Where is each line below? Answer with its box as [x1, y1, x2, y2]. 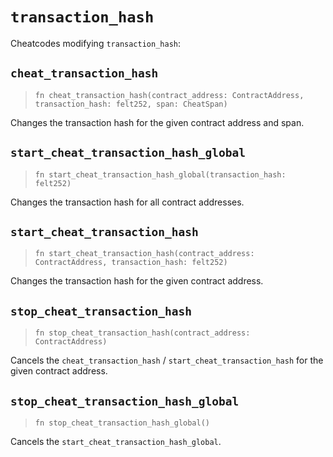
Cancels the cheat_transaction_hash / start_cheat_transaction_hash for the [10, 354, 324, 367]
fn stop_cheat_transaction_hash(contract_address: [34, 328, 251, 338]
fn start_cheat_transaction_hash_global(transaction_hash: [34, 169, 287, 180]
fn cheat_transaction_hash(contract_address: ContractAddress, [34, 90, 305, 100]
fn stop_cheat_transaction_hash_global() [34, 418, 210, 428]
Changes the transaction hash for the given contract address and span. [10, 116, 305, 128]
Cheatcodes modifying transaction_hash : [10, 37, 182, 49]
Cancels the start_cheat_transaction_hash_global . [10, 436, 222, 447]
